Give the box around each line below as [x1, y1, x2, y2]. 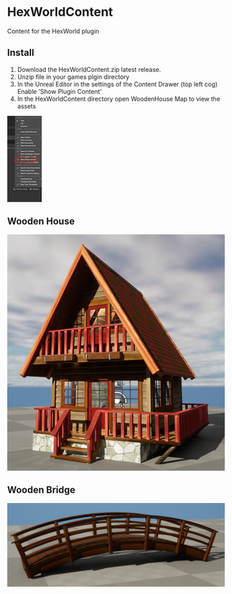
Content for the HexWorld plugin [7, 27, 99, 35]
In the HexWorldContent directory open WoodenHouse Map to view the [17, 95, 221, 103]
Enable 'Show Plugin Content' [17, 87, 102, 95]
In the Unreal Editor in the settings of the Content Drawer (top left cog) [17, 80, 218, 88]
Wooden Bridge [7, 484, 76, 496]
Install [7, 47, 35, 59]
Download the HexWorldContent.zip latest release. [17, 65, 161, 73]
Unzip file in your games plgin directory [17, 72, 130, 81]
